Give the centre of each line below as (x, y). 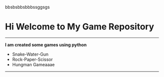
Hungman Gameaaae (33, 64)
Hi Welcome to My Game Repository (80, 27)
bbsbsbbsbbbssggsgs (28, 7)
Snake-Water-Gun (30, 54)
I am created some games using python (46, 45)
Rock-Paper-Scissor (32, 59)
